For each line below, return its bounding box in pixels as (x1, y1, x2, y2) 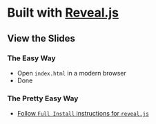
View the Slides (7, 33, 76, 44)
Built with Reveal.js (7, 5, 119, 21)
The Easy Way (7, 53, 57, 63)
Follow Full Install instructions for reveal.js (17, 109, 150, 118)
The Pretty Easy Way (7, 94, 79, 103)
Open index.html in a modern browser (17, 69, 126, 77)
